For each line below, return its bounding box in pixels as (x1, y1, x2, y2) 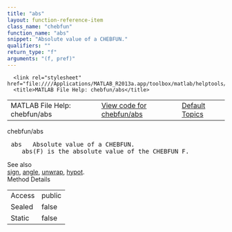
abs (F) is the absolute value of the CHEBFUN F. (21, 147, 190, 155)
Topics (182, 109, 204, 118)
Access (10, 190, 35, 200)
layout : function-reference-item (7, 17, 104, 24)
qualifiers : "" (7, 42, 51, 49)
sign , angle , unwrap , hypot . (7, 168, 85, 176)
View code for (101, 100, 147, 110)
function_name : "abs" (7, 29, 70, 37)
